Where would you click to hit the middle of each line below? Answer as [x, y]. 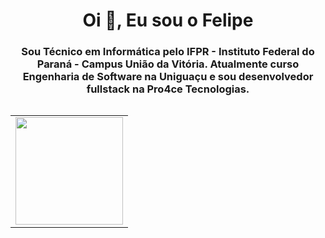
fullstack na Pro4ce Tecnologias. [168, 89]
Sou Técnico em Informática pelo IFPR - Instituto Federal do [168, 52]
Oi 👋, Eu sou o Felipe [168, 20]
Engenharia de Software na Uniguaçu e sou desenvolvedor [168, 77]
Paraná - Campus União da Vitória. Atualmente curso [168, 64]
